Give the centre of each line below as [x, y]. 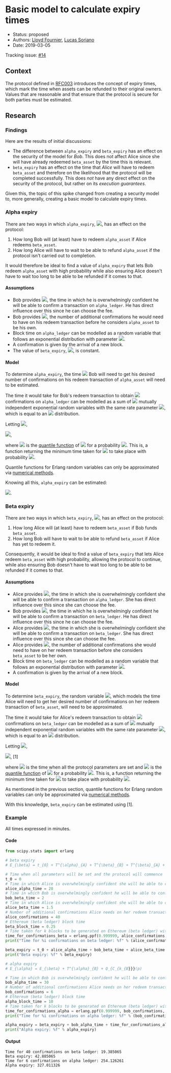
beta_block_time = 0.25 [31, 927]
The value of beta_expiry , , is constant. [56, 350]
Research [21, 116]
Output [13, 1041]
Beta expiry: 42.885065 [31, 1057]
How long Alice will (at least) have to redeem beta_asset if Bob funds [85, 528]
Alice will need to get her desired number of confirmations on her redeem [82, 701]
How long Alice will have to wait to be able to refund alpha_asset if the [86, 250]
